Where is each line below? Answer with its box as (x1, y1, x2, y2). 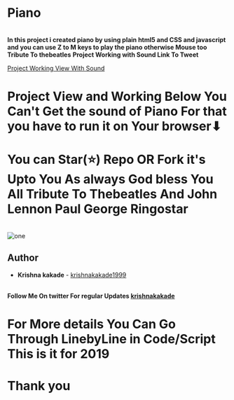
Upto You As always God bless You (7, 172, 214, 187)
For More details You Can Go (7, 317, 177, 332)
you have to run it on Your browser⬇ (7, 118, 222, 135)
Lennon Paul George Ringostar (7, 201, 188, 217)
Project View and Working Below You (7, 89, 228, 104)
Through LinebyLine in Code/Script (7, 331, 216, 347)
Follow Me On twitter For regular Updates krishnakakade (7, 291, 175, 300)
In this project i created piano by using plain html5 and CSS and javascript (7, 35, 226, 43)
